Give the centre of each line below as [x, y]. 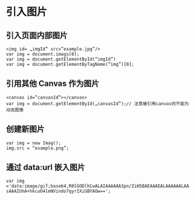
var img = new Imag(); [34, 143]
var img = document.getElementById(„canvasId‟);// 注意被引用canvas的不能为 [97, 103]
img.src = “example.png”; [37, 148]
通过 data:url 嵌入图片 [46, 168]
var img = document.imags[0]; [43, 54]
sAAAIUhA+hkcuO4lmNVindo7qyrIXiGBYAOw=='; [58, 191]
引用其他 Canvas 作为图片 [53, 84]
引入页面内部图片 [37, 35]
